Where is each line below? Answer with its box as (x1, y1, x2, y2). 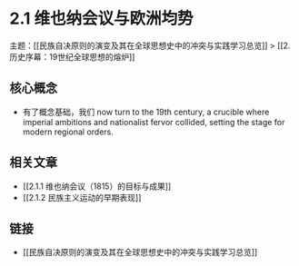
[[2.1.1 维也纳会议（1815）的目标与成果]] (22, 181, 172, 192)
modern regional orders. (22, 126, 114, 137)
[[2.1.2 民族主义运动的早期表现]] (22, 192, 142, 202)
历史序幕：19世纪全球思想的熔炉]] (9, 51, 135, 62)
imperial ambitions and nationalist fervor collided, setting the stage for (22, 116, 285, 127)
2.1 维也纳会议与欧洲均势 (9, 8, 194, 29)
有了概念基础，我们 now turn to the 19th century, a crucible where (22, 106, 270, 117)
